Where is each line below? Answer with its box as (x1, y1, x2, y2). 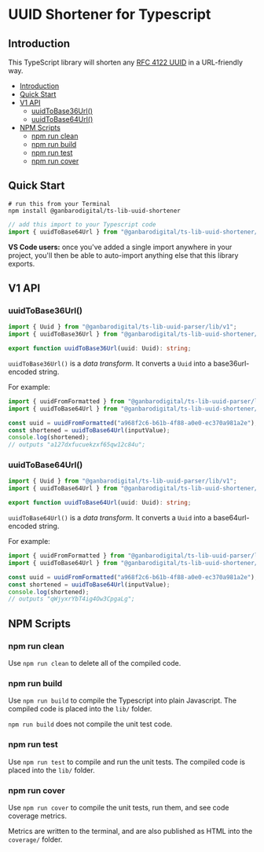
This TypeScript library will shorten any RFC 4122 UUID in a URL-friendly (8, 57, 244, 67)
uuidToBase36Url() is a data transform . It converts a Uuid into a (8, 358, 212, 368)
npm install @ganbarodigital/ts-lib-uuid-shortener (8, 207, 181, 215)
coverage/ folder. (8, 835, 63, 844)
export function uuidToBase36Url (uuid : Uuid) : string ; (8, 344, 192, 352)
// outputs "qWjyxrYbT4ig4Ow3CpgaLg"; (8, 595, 135, 603)
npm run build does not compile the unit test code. (8, 719, 173, 729)
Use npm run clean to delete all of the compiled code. (8, 658, 181, 667)
